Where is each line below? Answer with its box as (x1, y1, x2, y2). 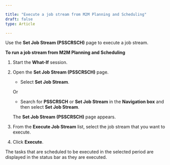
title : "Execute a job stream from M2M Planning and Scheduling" (5, 12, 147, 17)
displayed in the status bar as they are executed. (5, 154, 107, 160)
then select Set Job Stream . (20, 104, 80, 110)
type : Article (5, 21, 36, 26)
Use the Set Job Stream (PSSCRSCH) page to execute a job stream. (5, 40, 149, 46)
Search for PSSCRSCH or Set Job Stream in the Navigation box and (20, 98, 164, 105)
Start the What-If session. (12, 59, 68, 65)
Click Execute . (12, 139, 44, 145)
